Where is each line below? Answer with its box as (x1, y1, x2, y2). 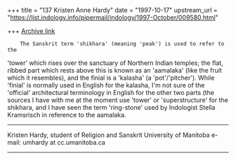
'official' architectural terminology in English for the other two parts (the (7, 89, 214, 96)
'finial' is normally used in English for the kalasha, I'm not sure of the (7, 81, 205, 89)
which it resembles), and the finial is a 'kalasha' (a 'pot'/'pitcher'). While (7, 73, 215, 82)
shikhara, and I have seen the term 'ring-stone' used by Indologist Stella (7, 103, 216, 111)
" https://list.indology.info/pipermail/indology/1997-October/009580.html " (7, 13, 219, 22)
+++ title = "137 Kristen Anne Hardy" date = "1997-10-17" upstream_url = (7, 6, 218, 14)
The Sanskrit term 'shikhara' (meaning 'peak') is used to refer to (20, 41, 225, 48)
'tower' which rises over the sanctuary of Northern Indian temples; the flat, (7, 59, 223, 67)
